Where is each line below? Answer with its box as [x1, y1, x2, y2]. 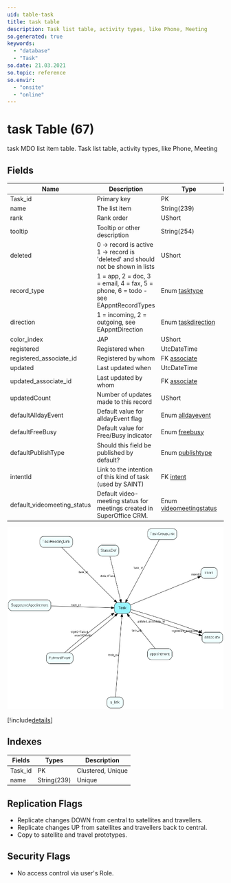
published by [96, 448, 134, 456]
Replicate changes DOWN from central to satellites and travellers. [16, 816, 203, 824]
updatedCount [10, 394, 52, 403]
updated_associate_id [10, 377, 72, 385]
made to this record [96, 397, 153, 406]
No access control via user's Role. [16, 869, 114, 877]
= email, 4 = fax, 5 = [96, 279, 153, 287]
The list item [96, 204, 132, 212]
